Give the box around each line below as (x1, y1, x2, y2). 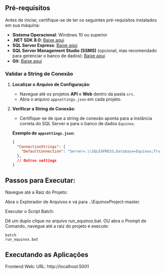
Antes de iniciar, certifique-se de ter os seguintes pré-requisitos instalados (5, 17, 157, 23)
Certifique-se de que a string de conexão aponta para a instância (19, 115, 153, 121)
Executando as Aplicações (5, 250, 89, 259)
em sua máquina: (5, 22, 40, 28)
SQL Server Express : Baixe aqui (12, 42, 78, 48)
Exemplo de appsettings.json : (12, 130, 75, 136)
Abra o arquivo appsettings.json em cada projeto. (19, 96, 122, 103)
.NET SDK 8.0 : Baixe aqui (12, 37, 65, 43)
